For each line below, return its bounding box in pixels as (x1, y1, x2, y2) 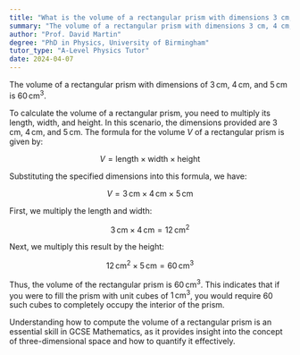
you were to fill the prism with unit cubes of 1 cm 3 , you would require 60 (9, 288, 274, 300)
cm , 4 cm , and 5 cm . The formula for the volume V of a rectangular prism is (9, 126, 285, 137)
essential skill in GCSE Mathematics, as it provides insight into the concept (9, 326, 283, 337)
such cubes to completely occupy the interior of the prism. (9, 300, 225, 310)
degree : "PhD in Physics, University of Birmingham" (9, 38, 210, 47)
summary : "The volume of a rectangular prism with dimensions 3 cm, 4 (9, 21, 278, 30)
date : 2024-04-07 (9, 55, 74, 63)
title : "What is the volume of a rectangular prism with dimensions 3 (9, 13, 278, 22)
